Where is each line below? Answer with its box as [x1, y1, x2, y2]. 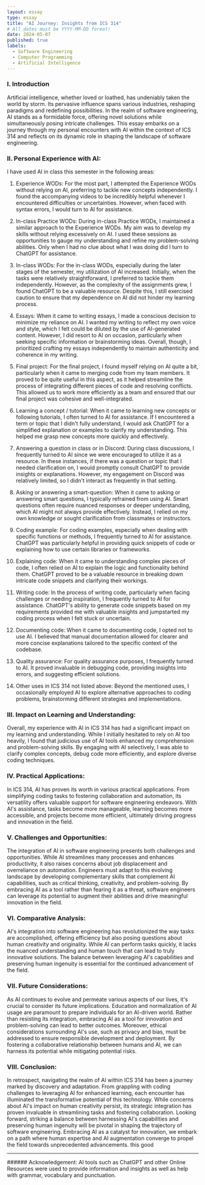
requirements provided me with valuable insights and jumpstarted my [15, 608, 190, 615]
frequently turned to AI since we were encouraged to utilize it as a [15, 451, 181, 458]
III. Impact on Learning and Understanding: [7, 710, 136, 719]
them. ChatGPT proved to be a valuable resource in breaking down [15, 570, 183, 578]
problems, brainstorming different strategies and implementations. [15, 695, 182, 703]
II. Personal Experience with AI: [7, 154, 101, 163]
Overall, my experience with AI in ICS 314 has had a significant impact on [7, 724, 190, 732]
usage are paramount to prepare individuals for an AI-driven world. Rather [7, 1008, 192, 1016]
